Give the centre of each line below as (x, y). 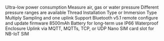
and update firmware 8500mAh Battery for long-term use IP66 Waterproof (82, 23)
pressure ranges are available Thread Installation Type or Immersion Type (81, 12)
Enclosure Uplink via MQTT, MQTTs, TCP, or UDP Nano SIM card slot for (80, 28)
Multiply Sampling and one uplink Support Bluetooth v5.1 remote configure (82, 18)
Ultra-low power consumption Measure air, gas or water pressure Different (82, 7)
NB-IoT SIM (17, 34)
